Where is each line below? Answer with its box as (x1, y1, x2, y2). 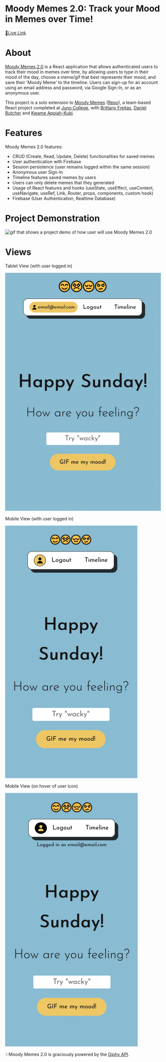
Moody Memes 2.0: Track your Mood (5, 3, 160, 14)
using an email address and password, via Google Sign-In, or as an (5, 85, 141, 91)
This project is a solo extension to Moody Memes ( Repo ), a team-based (5, 100, 151, 105)
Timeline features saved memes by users (12, 174, 96, 180)
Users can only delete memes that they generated (12, 179, 115, 186)
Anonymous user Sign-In (12, 169, 63, 175)
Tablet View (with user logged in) (5, 263, 73, 269)
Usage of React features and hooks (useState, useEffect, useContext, (12, 185, 154, 191)
